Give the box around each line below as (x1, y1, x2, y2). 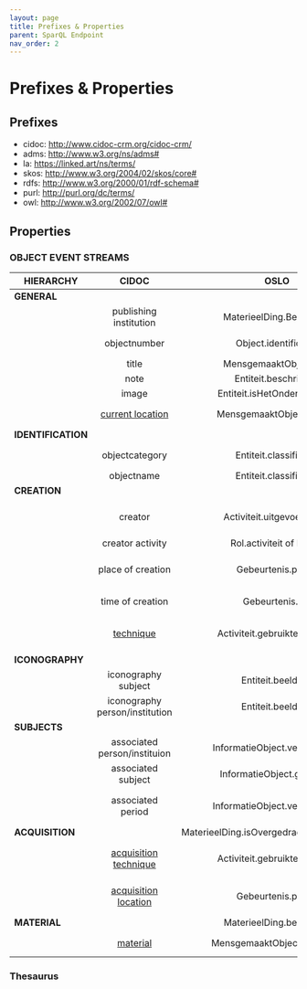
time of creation (100, 595, 169, 608)
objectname (109, 469, 161, 482)
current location (100, 408, 169, 420)
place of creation (98, 563, 172, 576)
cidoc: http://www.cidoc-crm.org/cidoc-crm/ (22, 139, 192, 150)
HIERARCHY (24, 274, 79, 287)
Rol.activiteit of (229, 537, 295, 549)
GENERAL (14, 290, 58, 303)
